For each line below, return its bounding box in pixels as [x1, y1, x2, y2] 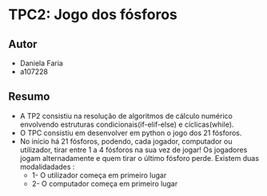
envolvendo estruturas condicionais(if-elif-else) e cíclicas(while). [19, 120, 234, 129]
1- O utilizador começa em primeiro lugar [31, 170, 167, 180]
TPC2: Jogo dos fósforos [8, 6, 178, 24]
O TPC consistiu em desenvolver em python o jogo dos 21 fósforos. [19, 127, 242, 137]
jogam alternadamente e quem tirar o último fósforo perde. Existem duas [19, 153, 260, 163]
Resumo [8, 90, 50, 104]
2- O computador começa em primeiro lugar [31, 178, 178, 188]
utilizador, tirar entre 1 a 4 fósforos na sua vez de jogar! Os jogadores [19, 145, 248, 155]
